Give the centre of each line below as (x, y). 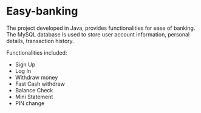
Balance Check (34, 90)
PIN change (30, 103)
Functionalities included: (37, 52)
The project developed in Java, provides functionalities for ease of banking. (101, 28)
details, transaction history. (40, 41)
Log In (23, 70)
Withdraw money (36, 77)
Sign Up (25, 64)
